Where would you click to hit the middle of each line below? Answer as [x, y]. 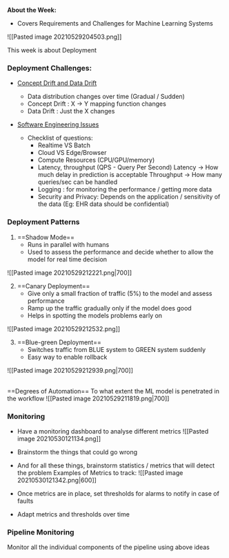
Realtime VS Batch [64, 145]
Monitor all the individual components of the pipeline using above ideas [109, 547]
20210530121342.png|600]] [57, 480]
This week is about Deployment [52, 50]
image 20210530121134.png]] [59, 438]
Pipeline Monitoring [41, 532]
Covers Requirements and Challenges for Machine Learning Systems [115, 23]
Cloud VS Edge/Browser [72, 153]
